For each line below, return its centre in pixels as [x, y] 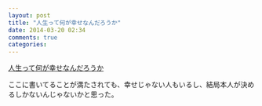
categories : [27, 45]
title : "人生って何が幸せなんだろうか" [65, 23]
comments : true [33, 37]
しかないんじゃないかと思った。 [66, 94]
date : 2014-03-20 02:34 [47, 30]
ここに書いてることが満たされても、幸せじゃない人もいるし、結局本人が [124, 85]
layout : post [29, 15]
